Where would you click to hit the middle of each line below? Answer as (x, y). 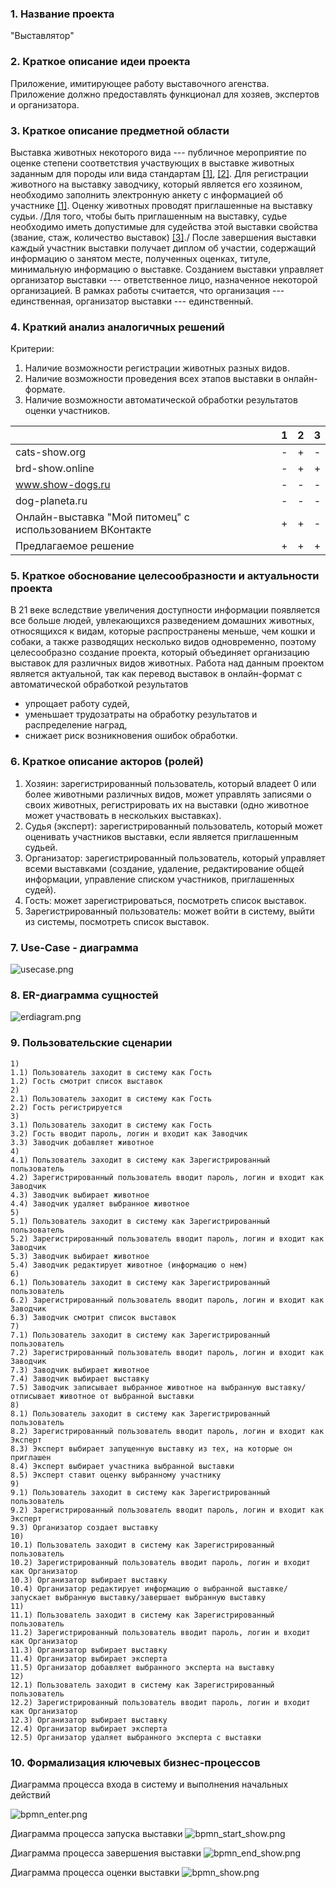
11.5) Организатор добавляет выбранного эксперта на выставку (142, 1667)
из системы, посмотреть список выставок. (117, 921)
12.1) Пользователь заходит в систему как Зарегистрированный (142, 1685)
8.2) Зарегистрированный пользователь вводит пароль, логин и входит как (167, 1431)
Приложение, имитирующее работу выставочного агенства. (140, 83)
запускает (31, 1597)
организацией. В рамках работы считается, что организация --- (147, 290)
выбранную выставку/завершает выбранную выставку (160, 1597)
